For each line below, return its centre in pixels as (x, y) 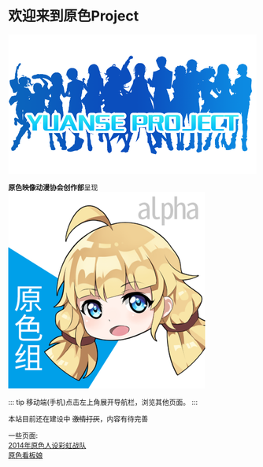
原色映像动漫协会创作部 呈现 (53, 187)
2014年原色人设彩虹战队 (47, 445)
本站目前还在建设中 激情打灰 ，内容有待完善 (78, 418)
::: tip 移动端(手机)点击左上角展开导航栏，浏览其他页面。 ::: (103, 402)
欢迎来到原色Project (74, 16)
